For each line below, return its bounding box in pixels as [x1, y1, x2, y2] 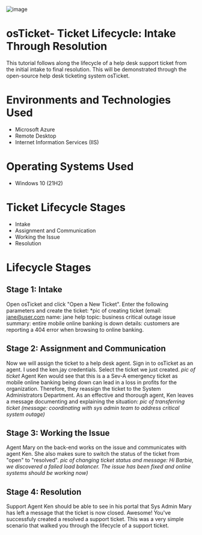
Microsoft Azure [14, 126, 55, 133]
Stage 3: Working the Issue [6, 427, 110, 438]
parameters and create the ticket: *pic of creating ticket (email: [6, 307, 162, 314]
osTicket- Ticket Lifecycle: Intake [6, 27, 176, 40]
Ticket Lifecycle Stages [6, 201, 126, 214]
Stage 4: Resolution [6, 487, 82, 497]
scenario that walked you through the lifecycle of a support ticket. [6, 522, 170, 529]
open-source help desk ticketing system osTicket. [6, 72, 130, 79]
